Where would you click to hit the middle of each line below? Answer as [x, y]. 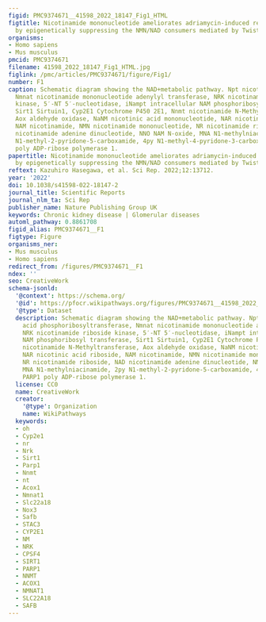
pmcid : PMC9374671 [38, 60]
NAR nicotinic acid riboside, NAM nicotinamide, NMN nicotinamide [134, 355]
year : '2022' [30, 178]
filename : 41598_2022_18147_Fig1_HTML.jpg [79, 67]
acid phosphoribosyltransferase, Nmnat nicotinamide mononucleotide [138, 325]
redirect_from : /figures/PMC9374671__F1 [76, 267]
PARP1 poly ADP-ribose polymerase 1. [85, 377]
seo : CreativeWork [38, 281]
